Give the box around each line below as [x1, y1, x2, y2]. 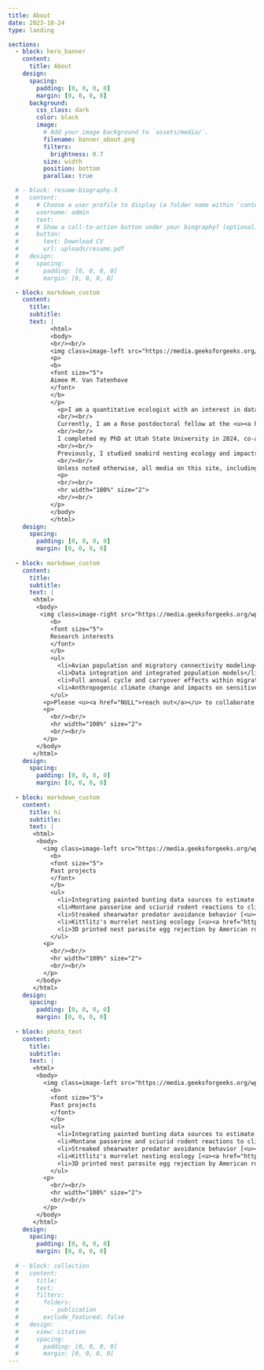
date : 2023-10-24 [8, 19, 65, 27]
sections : [8, 40, 41, 48]
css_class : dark [36, 106, 90, 114]
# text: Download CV [15, 238, 104, 246]
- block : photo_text [15, 1027, 82, 1035]
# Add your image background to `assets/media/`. [42, 128, 210, 136]
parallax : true [42, 172, 93, 180]
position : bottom [42, 165, 101, 173]
